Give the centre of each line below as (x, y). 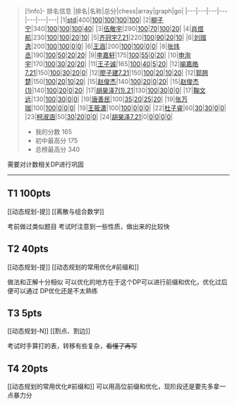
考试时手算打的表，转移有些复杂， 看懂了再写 (72, 346)
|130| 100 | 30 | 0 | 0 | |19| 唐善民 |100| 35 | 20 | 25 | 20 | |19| (103, 99)
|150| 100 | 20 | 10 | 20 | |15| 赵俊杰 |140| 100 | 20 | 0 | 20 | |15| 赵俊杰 (115, 81)
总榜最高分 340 (57, 149)
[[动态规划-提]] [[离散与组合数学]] (56, 211)
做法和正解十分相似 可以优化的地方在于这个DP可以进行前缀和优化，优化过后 (117, 282)
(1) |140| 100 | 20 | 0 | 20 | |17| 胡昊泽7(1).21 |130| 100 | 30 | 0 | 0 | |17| (109, 90)
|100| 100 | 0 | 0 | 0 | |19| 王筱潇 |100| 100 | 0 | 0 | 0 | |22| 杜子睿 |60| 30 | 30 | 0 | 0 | (129, 108)
